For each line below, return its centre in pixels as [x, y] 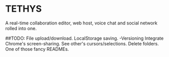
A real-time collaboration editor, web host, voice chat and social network [81, 23]
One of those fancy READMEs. [37, 49]
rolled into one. [21, 28]
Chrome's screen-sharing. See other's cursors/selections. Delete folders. [82, 43]
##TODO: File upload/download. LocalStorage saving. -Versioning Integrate [84, 38]
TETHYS [24, 9]
